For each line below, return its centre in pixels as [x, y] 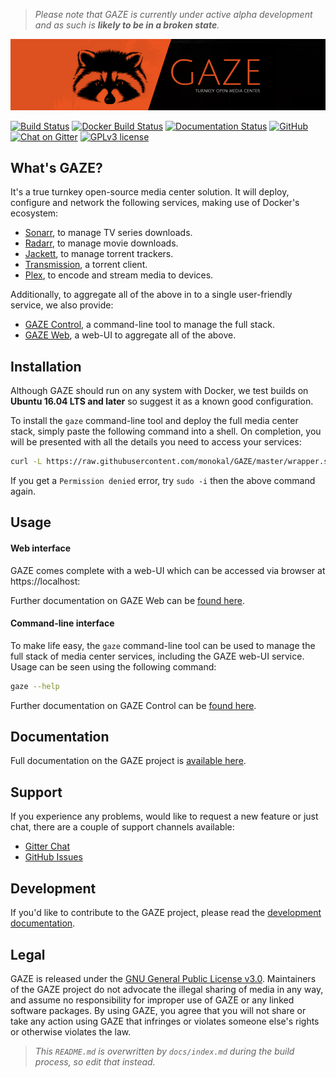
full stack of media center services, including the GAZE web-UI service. [157, 656]
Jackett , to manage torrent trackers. [99, 254]
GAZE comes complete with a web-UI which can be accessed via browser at [168, 570]
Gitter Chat [47, 846]
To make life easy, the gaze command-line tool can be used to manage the [163, 645]
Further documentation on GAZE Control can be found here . [133, 705]
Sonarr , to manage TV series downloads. [108, 233]
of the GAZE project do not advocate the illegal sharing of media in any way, [167, 989]
